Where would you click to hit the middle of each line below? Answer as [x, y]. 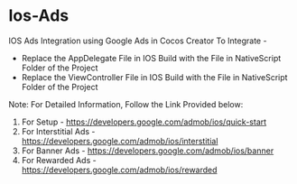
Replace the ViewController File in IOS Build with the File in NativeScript [154, 77]
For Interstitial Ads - [58, 131]
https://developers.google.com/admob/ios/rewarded [119, 170]
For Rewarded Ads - [59, 160]
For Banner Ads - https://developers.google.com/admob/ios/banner [148, 151]
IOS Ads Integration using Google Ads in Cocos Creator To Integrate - [138, 41]
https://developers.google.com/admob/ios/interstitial [120, 141]
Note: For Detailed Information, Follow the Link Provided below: [126, 104]
